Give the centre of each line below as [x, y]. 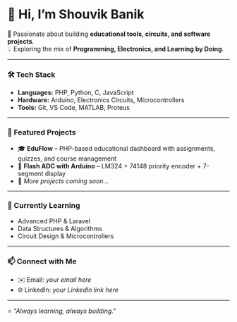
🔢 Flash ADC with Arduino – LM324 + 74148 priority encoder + [109, 166]
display [55, 173]
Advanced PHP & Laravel [54, 221]
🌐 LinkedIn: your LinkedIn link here [68, 290]
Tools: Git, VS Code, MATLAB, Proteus [74, 108]
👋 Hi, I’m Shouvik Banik [76, 14]
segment [30, 173]
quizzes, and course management [67, 159]
